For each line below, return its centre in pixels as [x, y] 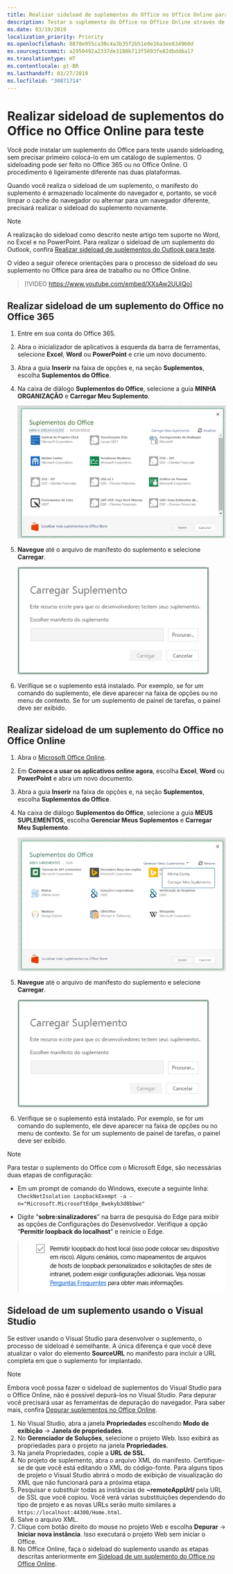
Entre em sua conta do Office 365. [66, 333]
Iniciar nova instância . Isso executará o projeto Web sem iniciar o [111, 1534]
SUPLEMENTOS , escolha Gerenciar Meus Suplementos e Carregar [114, 820]
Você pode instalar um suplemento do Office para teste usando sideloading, [116, 150]
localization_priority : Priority [55, 37]
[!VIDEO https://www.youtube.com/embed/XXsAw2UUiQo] [108, 284]
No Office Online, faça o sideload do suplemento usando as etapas [113, 1549]
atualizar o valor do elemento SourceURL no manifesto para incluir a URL [112, 1353]
